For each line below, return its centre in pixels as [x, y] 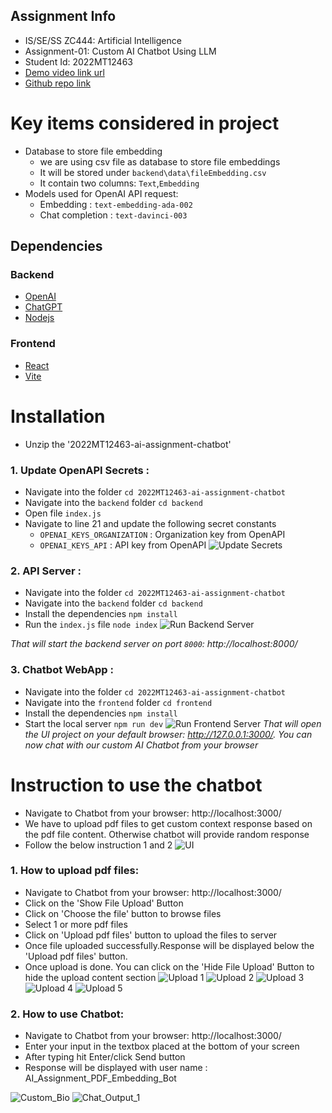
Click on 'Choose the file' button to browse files [123, 913]
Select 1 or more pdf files [76, 924]
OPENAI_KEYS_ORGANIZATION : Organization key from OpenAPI [162, 534]
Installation [58, 416]
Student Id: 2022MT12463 [78, 61]
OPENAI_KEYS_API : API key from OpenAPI [123, 545]
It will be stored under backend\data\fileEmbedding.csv [153, 172]
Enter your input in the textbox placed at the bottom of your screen [162, 1046]
